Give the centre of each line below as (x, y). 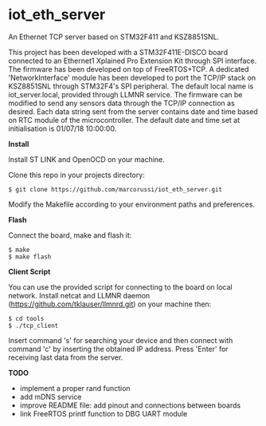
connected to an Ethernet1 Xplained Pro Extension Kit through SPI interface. (133, 61)
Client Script (29, 271)
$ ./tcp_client (33, 325)
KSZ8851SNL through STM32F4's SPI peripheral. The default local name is (131, 86)
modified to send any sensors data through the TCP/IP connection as (121, 103)
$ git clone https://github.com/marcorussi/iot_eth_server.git (115, 189)
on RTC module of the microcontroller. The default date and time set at (124, 120)
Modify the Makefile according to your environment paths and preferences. (131, 204)
